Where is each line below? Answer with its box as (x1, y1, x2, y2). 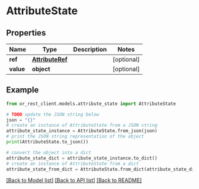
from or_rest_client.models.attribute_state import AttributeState (6, 101, 176, 107)
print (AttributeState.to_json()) (6, 139, 89, 145)
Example (6, 85, 39, 95)
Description (73, 46, 107, 53)
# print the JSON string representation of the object (6, 133, 145, 140)
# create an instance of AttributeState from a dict (6, 161, 139, 166)
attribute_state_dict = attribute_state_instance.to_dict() (6, 155, 158, 161)
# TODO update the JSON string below (6, 111, 99, 117)
